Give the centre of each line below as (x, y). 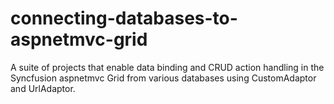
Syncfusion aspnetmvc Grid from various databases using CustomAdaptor (163, 78)
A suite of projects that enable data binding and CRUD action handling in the (167, 67)
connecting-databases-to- (124, 18)
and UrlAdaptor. (43, 88)
